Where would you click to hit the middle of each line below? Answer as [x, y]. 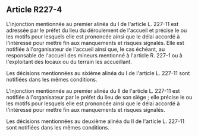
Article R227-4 [34, 10]
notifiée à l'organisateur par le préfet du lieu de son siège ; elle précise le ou [99, 97]
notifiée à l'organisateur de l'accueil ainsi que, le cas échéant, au [86, 49]
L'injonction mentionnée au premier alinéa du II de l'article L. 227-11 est [93, 90]
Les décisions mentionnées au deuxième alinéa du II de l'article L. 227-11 [95, 121]
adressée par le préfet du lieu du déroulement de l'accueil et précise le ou [97, 30]
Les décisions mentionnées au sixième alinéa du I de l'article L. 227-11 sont [98, 73]
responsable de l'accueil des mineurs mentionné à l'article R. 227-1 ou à [94, 55]
